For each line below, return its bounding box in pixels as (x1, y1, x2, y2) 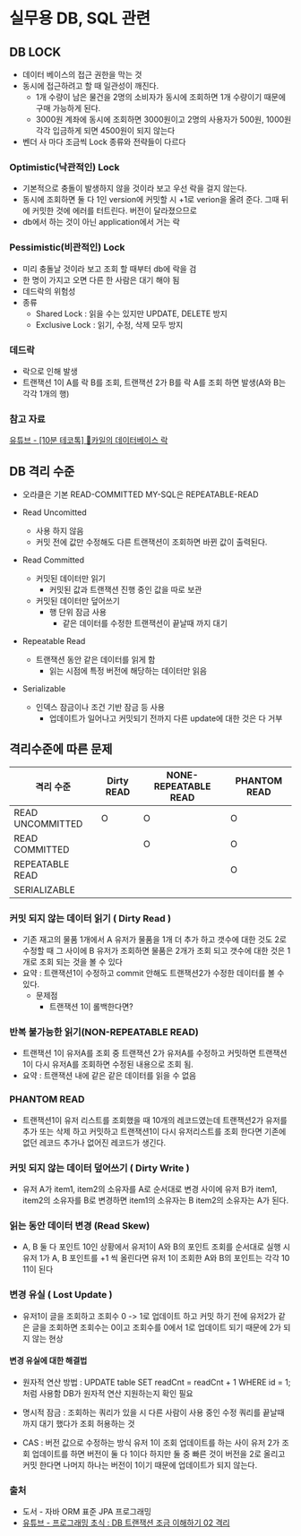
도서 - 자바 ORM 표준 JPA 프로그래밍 (21, 1506, 152, 1517)
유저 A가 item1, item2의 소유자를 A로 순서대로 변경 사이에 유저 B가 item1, (21, 1184, 278, 1194)
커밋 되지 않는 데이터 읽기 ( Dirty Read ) (9, 912, 172, 924)
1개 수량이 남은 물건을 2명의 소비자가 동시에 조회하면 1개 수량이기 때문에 (35, 91, 287, 102)
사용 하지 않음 (35, 526, 84, 536)
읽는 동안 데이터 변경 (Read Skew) (9, 1219, 150, 1231)
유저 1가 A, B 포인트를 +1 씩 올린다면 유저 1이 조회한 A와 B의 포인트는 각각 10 (21, 1253, 290, 1264)
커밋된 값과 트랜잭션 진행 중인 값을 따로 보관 (48, 584, 202, 595)
